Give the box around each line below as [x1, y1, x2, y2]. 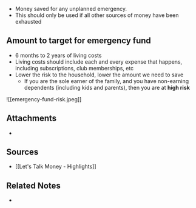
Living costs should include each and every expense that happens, [15, 58, 183, 65]
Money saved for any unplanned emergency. [15, 5, 127, 12]
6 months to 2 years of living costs [15, 52, 102, 59]
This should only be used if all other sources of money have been [15, 12, 179, 19]
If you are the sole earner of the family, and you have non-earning [24, 77, 189, 84]
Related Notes [6, 180, 61, 190]
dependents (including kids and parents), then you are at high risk [24, 84, 190, 91]
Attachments [6, 113, 57, 124]
